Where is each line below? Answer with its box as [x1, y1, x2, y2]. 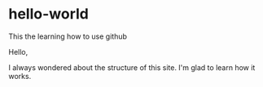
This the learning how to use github [8, 31, 128, 41]
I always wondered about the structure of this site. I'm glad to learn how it [8, 62, 256, 72]
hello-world [8, 5, 90, 23]
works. [8, 71, 32, 81]
